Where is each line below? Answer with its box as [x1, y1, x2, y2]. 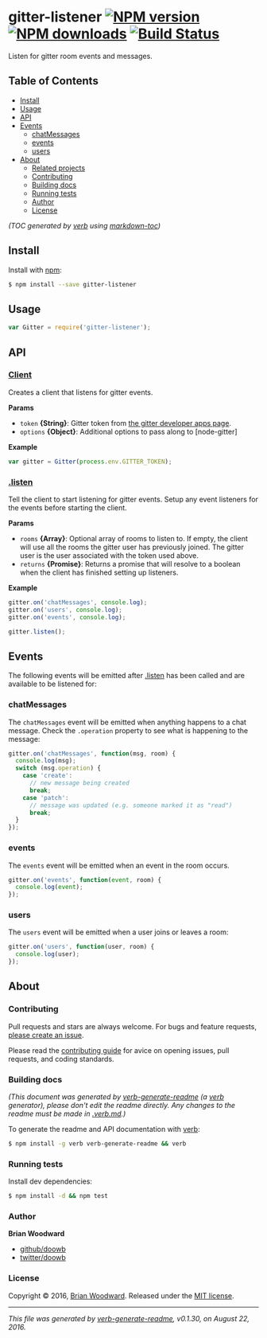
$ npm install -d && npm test [8, 1192, 109, 1200]
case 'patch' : [22, 794, 69, 802]
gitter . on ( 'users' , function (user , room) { [8, 943, 155, 951]
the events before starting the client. [8, 502, 127, 513]
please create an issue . [8, 1030, 85, 1040]
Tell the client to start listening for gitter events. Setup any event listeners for [8, 494, 258, 504]
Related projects [31, 163, 86, 173]
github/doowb [19, 1244, 66, 1254]
